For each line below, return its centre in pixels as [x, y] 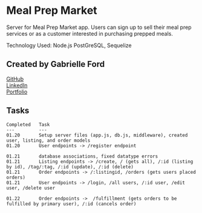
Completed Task [28, 124]
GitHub [15, 78]
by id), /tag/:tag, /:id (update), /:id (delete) [70, 167]
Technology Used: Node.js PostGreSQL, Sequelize [69, 45]
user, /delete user [31, 188]
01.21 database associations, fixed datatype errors [82, 156]
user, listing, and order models [48, 140]
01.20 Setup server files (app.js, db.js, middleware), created [97, 135]
